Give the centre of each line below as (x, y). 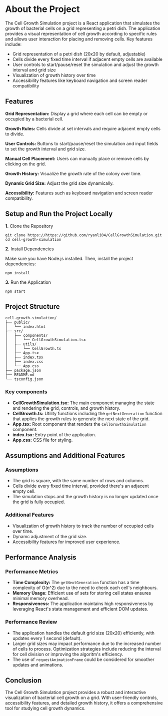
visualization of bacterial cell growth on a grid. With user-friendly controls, (82, 698)
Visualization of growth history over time (54, 75)
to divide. (15, 134)
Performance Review (31, 622)
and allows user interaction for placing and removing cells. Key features (79, 39)
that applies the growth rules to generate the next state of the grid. (81, 419)
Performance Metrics (32, 572)
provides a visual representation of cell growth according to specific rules (81, 33)
